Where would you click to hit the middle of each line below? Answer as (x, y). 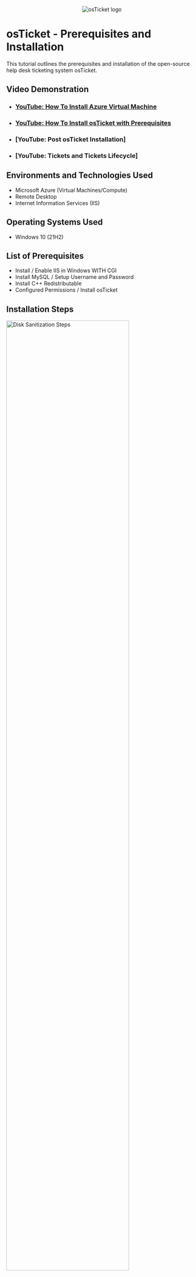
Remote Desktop (36, 196)
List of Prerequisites (45, 256)
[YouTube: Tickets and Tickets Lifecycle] (76, 156)
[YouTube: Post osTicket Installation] (70, 139)
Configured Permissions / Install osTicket (66, 290)
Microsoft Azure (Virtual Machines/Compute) (71, 190)
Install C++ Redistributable (48, 284)
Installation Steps (40, 309)
